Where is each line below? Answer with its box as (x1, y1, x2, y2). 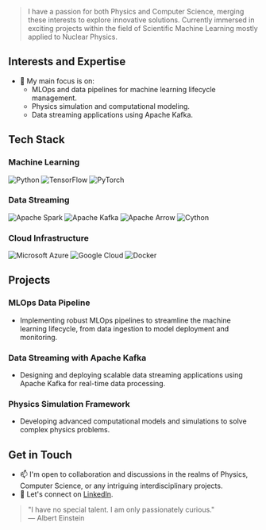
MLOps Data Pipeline (8, 297, 91, 308)
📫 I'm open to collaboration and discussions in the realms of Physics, (19, 470, 249, 479)
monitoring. (19, 332, 58, 342)
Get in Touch (8, 448, 73, 462)
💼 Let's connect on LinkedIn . (19, 489, 114, 499)
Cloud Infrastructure (8, 232, 89, 243)
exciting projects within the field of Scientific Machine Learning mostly (27, 24, 258, 33)
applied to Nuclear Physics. (27, 32, 118, 41)
